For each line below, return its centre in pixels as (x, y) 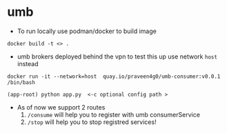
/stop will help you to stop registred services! (92, 122)
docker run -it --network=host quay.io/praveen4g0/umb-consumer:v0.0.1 (114, 76)
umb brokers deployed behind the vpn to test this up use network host (117, 57)
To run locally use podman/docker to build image (87, 31)
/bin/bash (21, 82)
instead (28, 63)
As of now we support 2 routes (61, 107)
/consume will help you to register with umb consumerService (113, 114)
